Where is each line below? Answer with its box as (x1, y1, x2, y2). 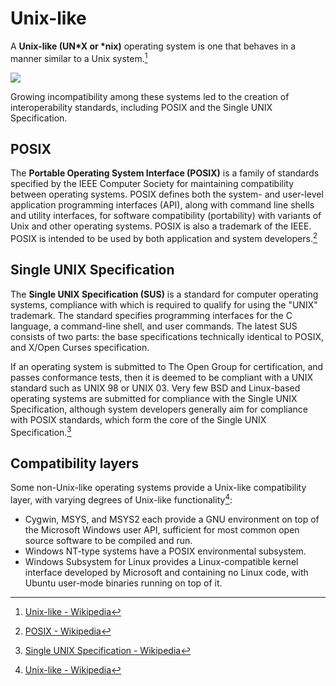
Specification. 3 (10, 424, 72, 438)
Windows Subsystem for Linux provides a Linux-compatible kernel (24, 556, 299, 567)
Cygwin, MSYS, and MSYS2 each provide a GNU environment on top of (24, 513, 320, 525)
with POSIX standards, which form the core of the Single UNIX (10, 413, 267, 426)
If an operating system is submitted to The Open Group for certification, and (10, 360, 324, 372)
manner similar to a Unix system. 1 (10, 50, 148, 64)
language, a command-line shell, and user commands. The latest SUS (10, 320, 298, 332)
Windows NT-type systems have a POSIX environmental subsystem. (24, 545, 307, 557)
